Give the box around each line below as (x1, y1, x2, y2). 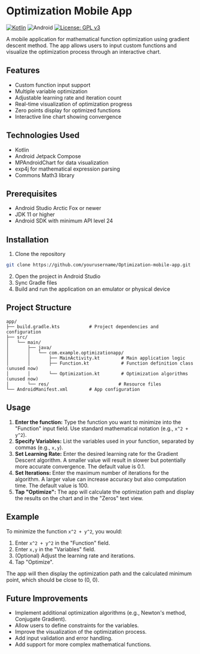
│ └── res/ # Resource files (6, 381, 162, 387)
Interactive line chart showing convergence (14, 113, 122, 120)
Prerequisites (6, 189, 57, 199)
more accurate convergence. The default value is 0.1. (14, 462, 146, 470)
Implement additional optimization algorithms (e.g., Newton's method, (14, 609, 187, 616)
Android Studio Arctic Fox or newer (14, 205, 101, 212)
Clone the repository (14, 251, 66, 258)
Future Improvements (6, 593, 88, 603)
